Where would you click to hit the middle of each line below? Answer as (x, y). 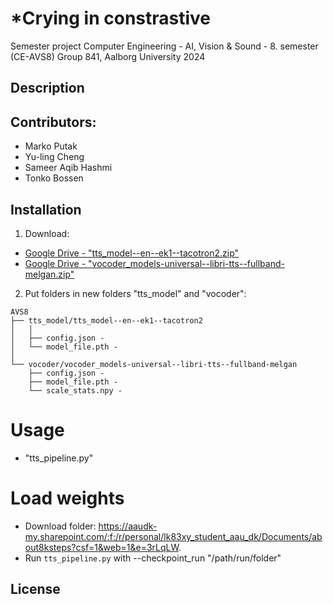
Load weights (67, 498)
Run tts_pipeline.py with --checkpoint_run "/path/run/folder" (153, 558)
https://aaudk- (128, 526)
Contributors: (53, 122)
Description (47, 88)
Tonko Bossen (54, 178)
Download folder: (60, 526)
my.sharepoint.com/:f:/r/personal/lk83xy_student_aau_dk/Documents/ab (173, 536)
